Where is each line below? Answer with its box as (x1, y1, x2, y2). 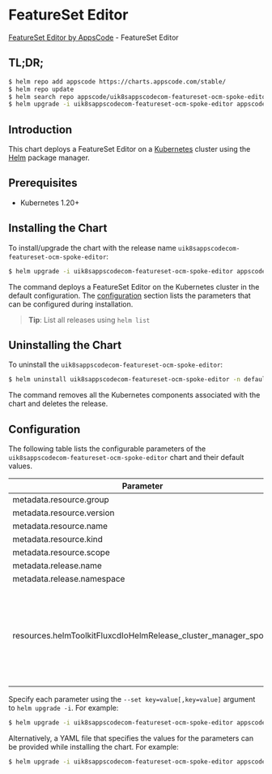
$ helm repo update (8, 85, 74, 93)
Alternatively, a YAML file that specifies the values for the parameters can (8, 733, 253, 743)
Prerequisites (8, 176, 78, 190)
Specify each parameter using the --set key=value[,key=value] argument (8, 694, 256, 704)
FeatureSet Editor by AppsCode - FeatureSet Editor (8, 32, 180, 42)
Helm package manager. (8, 153, 91, 163)
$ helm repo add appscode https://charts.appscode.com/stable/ (8, 77, 227, 86)
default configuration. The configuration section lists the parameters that (8, 290, 251, 300)
